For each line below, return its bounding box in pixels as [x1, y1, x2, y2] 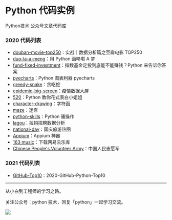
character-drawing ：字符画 [12, 101, 71, 107]
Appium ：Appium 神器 [12, 133, 60, 139]
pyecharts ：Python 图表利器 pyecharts [12, 75, 95, 81]
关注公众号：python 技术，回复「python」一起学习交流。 [5, 198, 126, 205]
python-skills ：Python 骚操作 [12, 113, 75, 119]
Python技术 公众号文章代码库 [5, 23, 67, 29]
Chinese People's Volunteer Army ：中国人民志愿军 [12, 146, 120, 152]
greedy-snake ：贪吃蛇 [12, 82, 60, 88]
